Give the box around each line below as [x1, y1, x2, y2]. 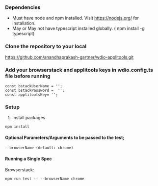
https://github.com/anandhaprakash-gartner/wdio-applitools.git [5, 54, 134, 60]
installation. [12, 20, 36, 26]
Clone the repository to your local [5, 43, 87, 50]
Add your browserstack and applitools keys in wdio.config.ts [5, 66, 154, 73]
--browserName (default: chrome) [5, 145, 74, 151]
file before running [5, 73, 51, 80]
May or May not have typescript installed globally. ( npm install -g [12, 26, 145, 31]
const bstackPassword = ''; [5, 88, 65, 93]
